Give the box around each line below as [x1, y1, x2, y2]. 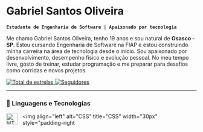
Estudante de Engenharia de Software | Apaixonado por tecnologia [6, 24, 177, 30]
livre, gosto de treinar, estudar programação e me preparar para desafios [6, 60, 188, 68]
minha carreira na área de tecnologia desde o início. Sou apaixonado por [6, 47, 187, 55]
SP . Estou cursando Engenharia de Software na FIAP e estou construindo [6, 41, 188, 48]
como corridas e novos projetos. [6, 66, 88, 74]
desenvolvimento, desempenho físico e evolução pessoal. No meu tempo [6, 54, 189, 61]
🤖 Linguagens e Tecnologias [6, 99, 91, 107]
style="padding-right [22, 119, 76, 127]
